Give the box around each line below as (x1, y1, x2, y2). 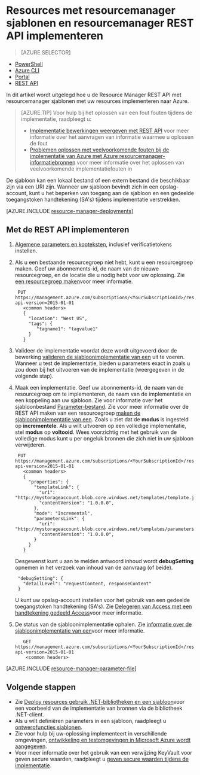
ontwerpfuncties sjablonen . (14, 724, 82, 731)
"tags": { (28, 321, 53, 327)
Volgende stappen (6, 682, 76, 692)
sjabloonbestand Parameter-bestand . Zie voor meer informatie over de (14, 403, 189, 410)
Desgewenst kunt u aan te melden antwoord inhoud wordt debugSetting (14, 557, 194, 564)
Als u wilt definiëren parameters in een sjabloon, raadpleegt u (14, 717, 167, 724)
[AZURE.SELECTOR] (20, 48, 71, 56)
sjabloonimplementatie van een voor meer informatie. (14, 627, 145, 634)
